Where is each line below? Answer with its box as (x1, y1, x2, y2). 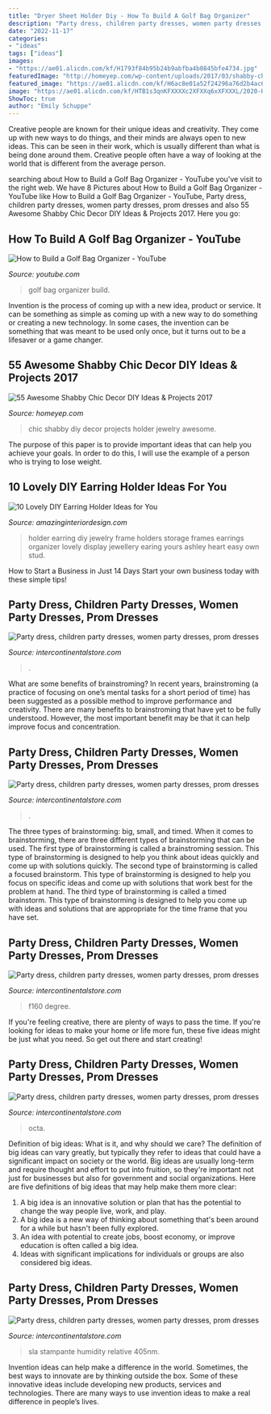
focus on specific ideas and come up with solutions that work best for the (8, 878, 253, 888)
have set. (8, 912, 39, 922)
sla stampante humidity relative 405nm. (27, 1346, 160, 1356)
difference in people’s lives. (8, 1396, 99, 1406)
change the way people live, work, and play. (19, 1206, 167, 1216)
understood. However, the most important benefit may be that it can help (8, 713, 250, 723)
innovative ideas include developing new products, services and (8, 1379, 222, 1389)
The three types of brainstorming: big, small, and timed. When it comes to (8, 827, 254, 836)
